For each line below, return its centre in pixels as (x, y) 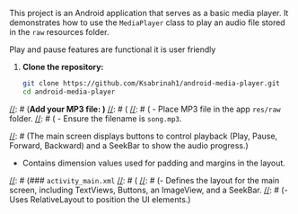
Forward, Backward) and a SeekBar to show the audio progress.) (129, 145)
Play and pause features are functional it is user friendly (113, 49)
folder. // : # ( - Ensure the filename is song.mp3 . (96, 118)
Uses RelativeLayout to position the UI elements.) (100, 199)
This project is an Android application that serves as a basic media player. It (149, 13)
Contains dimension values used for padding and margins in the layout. (153, 163)
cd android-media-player (69, 92)
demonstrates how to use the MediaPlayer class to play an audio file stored (147, 22)
